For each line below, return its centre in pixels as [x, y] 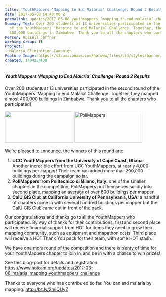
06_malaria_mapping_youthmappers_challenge [53, 273]
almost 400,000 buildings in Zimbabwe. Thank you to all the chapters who [81, 99]
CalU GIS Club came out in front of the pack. [58, 208]
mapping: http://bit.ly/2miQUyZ [37, 289]
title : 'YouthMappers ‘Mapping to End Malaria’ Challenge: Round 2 [76, 10]
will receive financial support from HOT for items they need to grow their [79, 228]
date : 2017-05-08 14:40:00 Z [35, 14]
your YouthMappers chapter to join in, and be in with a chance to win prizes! [83, 253]
